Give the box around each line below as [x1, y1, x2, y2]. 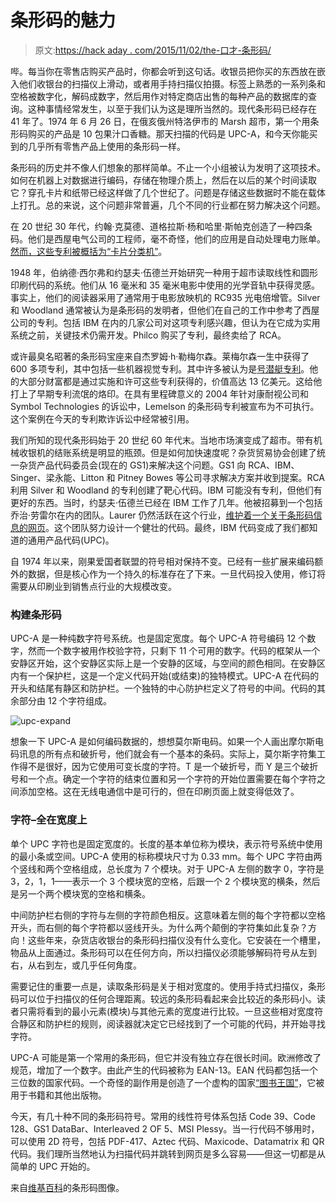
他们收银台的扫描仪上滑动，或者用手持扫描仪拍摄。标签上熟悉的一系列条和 [18, 77, 326, 90]
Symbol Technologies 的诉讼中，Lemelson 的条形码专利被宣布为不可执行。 [10, 400, 320, 412]
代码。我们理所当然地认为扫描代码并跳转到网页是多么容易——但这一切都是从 [10, 1147, 326, 1160]
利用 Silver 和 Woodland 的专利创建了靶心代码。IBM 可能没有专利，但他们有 [10, 484, 323, 496]
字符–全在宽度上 [10, 813, 88, 827]
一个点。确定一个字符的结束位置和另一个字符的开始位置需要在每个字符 [27, 773, 317, 785]
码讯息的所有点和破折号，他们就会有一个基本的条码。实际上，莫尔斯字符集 [10, 748, 317, 760]
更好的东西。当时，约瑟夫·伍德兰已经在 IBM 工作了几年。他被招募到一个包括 [10, 496, 323, 508]
